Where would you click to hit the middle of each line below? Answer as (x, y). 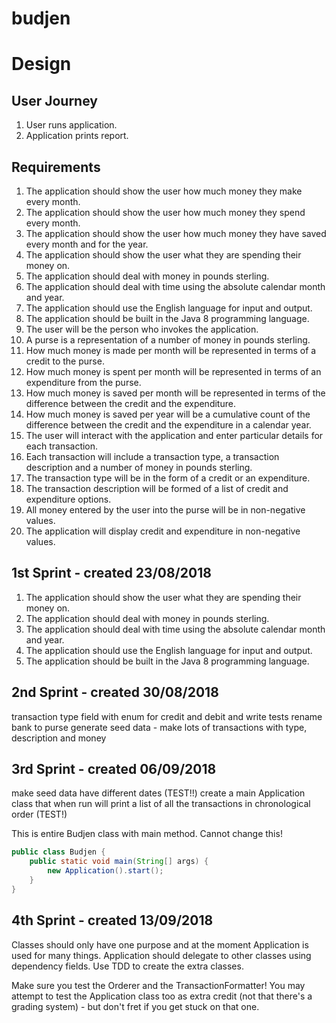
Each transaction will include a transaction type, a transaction (152, 456)
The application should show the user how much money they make (164, 191)
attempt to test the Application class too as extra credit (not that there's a (162, 996)
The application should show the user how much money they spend (165, 212)
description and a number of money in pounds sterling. (139, 467)
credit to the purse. (65, 361)
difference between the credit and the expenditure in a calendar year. (168, 425)
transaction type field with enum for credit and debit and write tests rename (167, 716)
